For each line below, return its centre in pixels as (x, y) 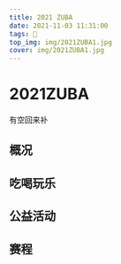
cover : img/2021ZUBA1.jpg (57, 50)
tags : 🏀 (23, 34)
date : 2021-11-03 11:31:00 (59, 26)
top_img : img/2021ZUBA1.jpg (61, 42)
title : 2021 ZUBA (41, 17)
